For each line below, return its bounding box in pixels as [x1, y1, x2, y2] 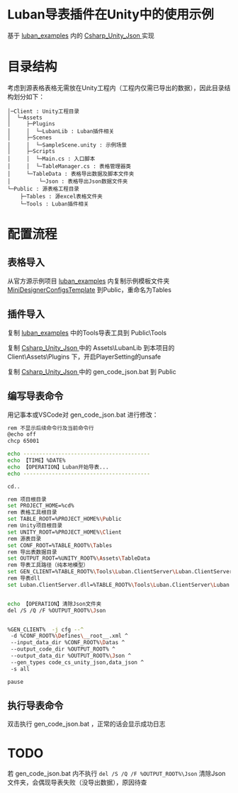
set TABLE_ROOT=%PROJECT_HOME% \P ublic [7, 515, 122, 523]
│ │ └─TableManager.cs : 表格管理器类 [7, 162, 131, 170]
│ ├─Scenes [7, 134, 52, 141]
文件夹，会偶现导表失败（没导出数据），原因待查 [7, 778, 147, 787]
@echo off [7, 431, 37, 438]
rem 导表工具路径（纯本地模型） [7, 561, 89, 569]
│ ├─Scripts [7, 147, 55, 154]
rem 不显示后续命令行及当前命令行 [7, 424, 94, 432]
